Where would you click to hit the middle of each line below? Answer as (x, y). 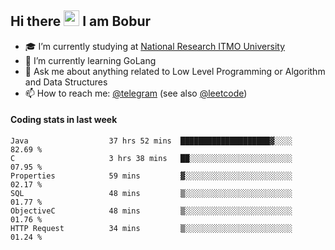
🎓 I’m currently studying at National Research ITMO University (154, 46)
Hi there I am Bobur (81, 21)
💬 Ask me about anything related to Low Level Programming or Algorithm (175, 71)
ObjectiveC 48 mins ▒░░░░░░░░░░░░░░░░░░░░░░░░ (151, 211)
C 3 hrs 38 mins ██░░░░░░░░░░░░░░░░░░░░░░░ (151, 159)
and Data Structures (66, 82)
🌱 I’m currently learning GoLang (90, 60)
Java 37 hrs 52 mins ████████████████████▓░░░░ (151, 141)
